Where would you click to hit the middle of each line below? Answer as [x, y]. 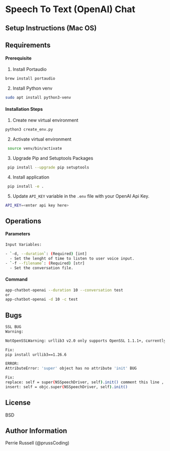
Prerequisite [18, 58]
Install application [31, 177]
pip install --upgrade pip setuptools [48, 167]
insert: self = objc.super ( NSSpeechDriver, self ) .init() [67, 387]
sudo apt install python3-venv [38, 98]
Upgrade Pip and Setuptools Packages [53, 158]
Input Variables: [24, 245]
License [18, 403]
